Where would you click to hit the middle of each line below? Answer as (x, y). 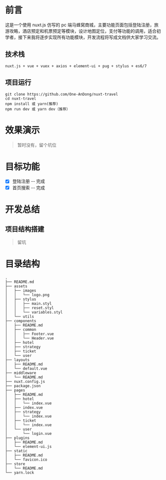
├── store (15, 464)
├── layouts (17, 360)
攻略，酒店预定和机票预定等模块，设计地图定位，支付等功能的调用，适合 (83, 31)
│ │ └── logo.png (27, 295)
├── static (16, 451)
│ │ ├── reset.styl (30, 308)
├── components (21, 321)
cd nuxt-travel (21, 99)
